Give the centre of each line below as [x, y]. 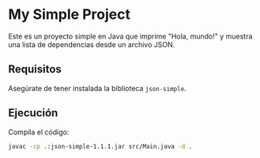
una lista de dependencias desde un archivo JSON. [92, 44]
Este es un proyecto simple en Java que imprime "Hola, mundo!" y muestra [130, 36]
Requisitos [35, 70]
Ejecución [33, 113]
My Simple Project [69, 15]
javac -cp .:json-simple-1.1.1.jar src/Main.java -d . [100, 146]
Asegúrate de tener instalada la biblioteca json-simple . [98, 88]
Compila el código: [39, 132]
